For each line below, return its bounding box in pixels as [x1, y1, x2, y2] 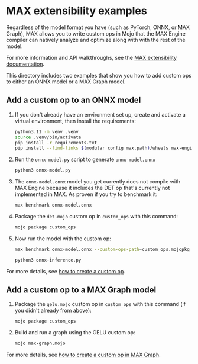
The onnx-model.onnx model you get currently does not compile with [14, 178, 181, 185]
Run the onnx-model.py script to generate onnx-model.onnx [14, 156, 155, 163]
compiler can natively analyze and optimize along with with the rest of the [6, 36, 186, 43]
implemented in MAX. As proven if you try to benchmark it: [14, 191, 158, 198]
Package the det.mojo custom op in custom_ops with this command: [14, 213, 178, 220]
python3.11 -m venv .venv [14, 128, 79, 134]
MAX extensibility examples [6, 4, 147, 18]
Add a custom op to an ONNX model [6, 95, 141, 105]
